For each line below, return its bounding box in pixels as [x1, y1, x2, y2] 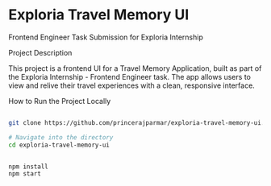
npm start [8, 170, 42, 178]
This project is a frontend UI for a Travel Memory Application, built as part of [8, 63, 262, 73]
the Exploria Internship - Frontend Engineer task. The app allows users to [8, 72, 252, 81]
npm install [8, 163, 48, 171]
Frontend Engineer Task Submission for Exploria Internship [8, 32, 203, 42]
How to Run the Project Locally [8, 96, 111, 105]
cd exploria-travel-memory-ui [8, 141, 110, 149]
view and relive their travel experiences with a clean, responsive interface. [8, 81, 256, 90]
